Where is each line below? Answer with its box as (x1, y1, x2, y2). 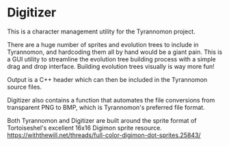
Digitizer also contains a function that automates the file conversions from (7, 96, 215, 104)
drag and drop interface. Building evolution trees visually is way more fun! (7, 62, 215, 70)
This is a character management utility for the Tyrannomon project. (7, 27, 196, 35)
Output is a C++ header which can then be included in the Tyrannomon (7, 75, 208, 83)
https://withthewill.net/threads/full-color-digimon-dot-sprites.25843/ (7, 131, 201, 139)
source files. (7, 83, 42, 91)
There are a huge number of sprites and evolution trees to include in (7, 40, 200, 48)
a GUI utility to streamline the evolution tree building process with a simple (7, 55, 217, 63)
